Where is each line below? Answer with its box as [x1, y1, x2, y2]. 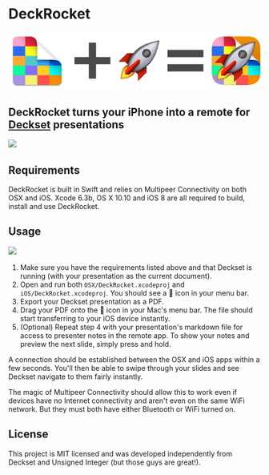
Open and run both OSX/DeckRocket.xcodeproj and [19, 280, 186, 289]
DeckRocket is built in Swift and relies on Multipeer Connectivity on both [8, 184, 247, 194]
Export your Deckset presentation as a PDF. [19, 296, 164, 306]
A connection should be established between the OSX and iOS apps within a [8, 354, 260, 364]
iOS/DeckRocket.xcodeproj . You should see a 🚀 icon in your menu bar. [19, 288, 250, 297]
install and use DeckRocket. [8, 201, 100, 211]
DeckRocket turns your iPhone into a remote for [8, 105, 251, 119]
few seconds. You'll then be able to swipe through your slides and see [8, 363, 240, 372]
